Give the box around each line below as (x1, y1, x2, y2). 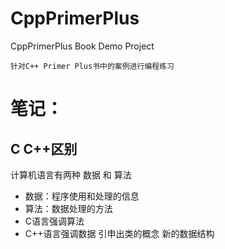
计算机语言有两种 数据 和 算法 (10, 168, 132, 181)
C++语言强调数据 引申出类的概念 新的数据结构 (24, 227, 215, 239)
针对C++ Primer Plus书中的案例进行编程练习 (10, 61, 175, 71)
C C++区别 (10, 140, 78, 157)
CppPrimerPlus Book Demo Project (10, 40, 155, 52)
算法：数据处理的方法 (24, 202, 113, 214)
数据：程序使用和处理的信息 (24, 190, 140, 202)
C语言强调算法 (24, 215, 85, 227)
